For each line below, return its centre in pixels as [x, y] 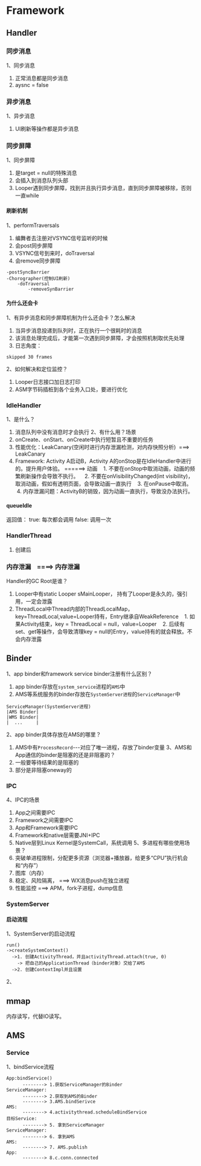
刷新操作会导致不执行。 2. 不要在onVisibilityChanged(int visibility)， [107, 476]
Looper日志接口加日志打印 [48, 381]
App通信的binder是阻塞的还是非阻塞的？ [65, 754]
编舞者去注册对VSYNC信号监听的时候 [61, 238]
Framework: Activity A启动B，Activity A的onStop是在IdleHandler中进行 [103, 461]
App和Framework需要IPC [46, 828]
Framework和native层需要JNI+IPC [58, 835]
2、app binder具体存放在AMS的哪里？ [54, 734]
